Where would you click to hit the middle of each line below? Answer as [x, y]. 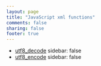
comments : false [26, 23]
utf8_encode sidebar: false [48, 57]
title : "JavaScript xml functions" [51, 17]
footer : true [23, 34]
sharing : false [25, 28]
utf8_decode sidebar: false [48, 51]
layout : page [23, 12]
